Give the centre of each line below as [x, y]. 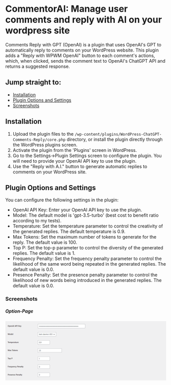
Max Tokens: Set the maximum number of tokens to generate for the [84, 237]
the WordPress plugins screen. [45, 145]
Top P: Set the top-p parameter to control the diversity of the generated [88, 248]
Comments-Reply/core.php [39, 140]
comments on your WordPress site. [50, 172]
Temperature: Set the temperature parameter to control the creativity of [88, 226]
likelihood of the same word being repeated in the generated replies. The [89, 264]
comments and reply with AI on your [84, 20]
